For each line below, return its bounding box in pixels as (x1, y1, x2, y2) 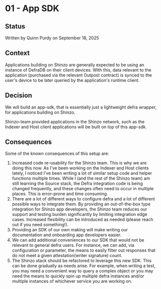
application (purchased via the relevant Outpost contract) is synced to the (5, 72, 152, 78)
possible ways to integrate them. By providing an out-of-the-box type (12, 201, 151, 207)
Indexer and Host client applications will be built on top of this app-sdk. (5, 124, 147, 130)
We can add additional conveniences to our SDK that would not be (12, 237, 145, 243)
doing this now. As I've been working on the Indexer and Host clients (12, 165, 149, 171)
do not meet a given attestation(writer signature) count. (12, 253, 122, 259)
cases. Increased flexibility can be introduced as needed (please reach (12, 216, 154, 223)
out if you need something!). (12, 222, 69, 228)
